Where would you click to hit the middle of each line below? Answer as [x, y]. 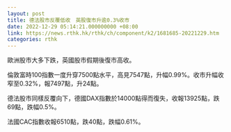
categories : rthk [32, 40]
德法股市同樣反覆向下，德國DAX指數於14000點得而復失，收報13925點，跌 [113, 99]
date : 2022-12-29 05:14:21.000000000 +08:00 [73, 26]
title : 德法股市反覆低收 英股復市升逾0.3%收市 [69, 20]
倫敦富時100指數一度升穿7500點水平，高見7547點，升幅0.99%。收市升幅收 [115, 75]
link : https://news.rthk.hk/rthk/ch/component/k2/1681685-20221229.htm [113, 33]
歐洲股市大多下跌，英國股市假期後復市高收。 [71, 60]
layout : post [26, 14]
